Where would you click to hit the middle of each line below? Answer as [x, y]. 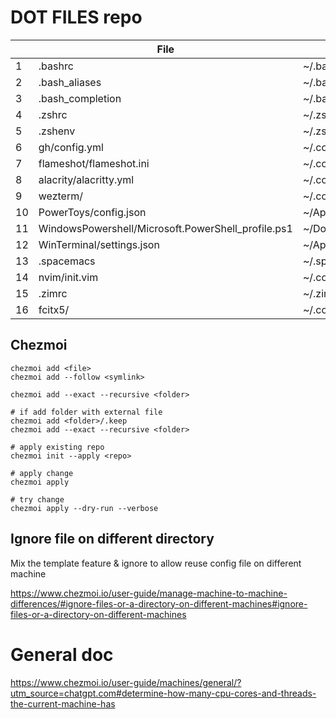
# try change [37, 499]
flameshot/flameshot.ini [94, 163]
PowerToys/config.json [92, 212]
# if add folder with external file [86, 412]
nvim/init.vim [68, 277]
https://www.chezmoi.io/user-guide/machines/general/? [126, 682]
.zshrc [53, 114]
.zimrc [53, 293]
